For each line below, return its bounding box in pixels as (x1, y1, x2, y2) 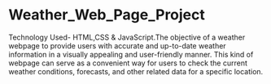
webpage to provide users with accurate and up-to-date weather (8, 40, 226, 50)
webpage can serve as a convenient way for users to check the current (8, 58, 248, 68)
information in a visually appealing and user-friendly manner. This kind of (8, 49, 254, 59)
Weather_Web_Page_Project (8, 6, 206, 24)
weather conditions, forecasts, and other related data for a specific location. (8, 66, 264, 76)
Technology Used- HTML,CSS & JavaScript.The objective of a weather (8, 32, 246, 42)
